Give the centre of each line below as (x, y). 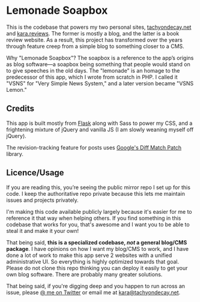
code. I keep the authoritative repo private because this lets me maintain (95, 193)
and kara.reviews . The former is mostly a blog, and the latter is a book (93, 33)
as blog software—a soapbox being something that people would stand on (98, 64)
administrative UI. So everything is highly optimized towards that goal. (93, 261)
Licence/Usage (35, 173)
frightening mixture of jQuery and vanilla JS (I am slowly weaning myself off (100, 129)
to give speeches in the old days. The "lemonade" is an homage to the (93, 70)
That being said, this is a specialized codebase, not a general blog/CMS (97, 242)
